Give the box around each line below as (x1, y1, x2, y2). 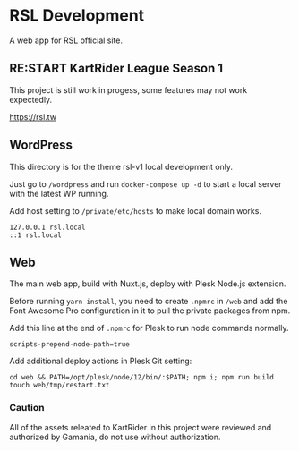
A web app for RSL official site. (9, 35, 124, 46)
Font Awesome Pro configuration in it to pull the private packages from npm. (9, 305, 291, 316)
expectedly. (9, 94, 53, 105)
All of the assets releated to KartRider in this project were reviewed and (9, 421, 272, 432)
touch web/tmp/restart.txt (9, 381, 110, 390)
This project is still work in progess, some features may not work (9, 84, 248, 95)
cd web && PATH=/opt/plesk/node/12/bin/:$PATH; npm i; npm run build (9, 373, 275, 382)
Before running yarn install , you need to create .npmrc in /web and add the (9, 296, 288, 307)
